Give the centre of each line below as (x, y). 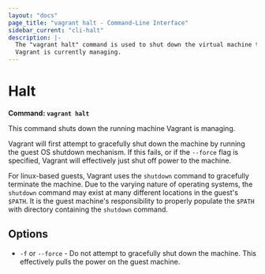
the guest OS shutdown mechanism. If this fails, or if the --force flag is (123, 152)
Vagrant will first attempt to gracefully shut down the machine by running (127, 144)
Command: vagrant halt (49, 113)
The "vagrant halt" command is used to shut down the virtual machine (134, 45)
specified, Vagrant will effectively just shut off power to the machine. (119, 160)
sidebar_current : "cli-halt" (56, 30)
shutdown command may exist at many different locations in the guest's (123, 192)
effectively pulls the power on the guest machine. (100, 261)
